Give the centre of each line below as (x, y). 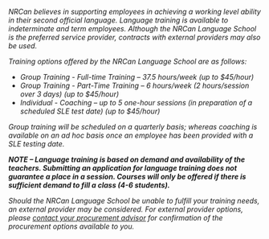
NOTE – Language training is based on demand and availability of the (127, 159)
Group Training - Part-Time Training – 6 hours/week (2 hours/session (134, 85)
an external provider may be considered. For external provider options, (126, 209)
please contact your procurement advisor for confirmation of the (116, 218)
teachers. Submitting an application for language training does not (123, 168)
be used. (23, 46)
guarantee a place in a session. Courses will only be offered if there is (127, 177)
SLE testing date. (37, 144)
